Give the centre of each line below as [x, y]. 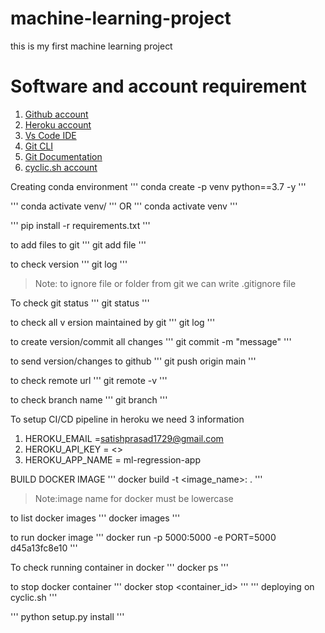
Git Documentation [63, 156]
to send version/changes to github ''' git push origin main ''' [133, 361]
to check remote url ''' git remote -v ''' [89, 380]
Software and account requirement [158, 86]
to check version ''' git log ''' [69, 264]
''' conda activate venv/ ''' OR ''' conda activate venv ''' [124, 206]
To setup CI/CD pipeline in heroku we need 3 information [127, 419]
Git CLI [39, 146]
